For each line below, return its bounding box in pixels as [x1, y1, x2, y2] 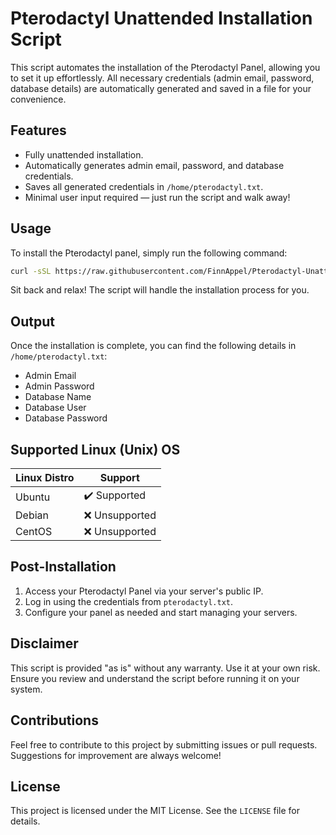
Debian [15, 508, 49, 522]
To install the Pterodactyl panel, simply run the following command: [10, 247, 288, 259]
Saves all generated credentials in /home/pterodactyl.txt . [24, 180, 264, 192]
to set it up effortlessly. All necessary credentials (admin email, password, [10, 72, 315, 84]
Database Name [24, 391, 92, 403]
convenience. [10, 93, 67, 105]
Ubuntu [15, 490, 51, 504]
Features [10, 122, 67, 139]
